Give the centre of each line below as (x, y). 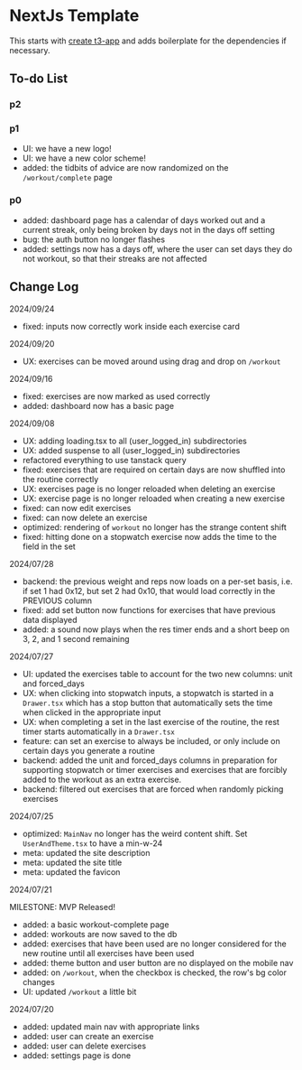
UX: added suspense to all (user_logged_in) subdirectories (131, 450)
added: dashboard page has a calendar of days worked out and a (144, 220)
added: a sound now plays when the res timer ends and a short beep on (156, 629)
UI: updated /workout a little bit (79, 991)
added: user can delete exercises (84, 1046)
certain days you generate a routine (88, 750)
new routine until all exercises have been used (108, 953)
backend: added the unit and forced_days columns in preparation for (150, 760)
